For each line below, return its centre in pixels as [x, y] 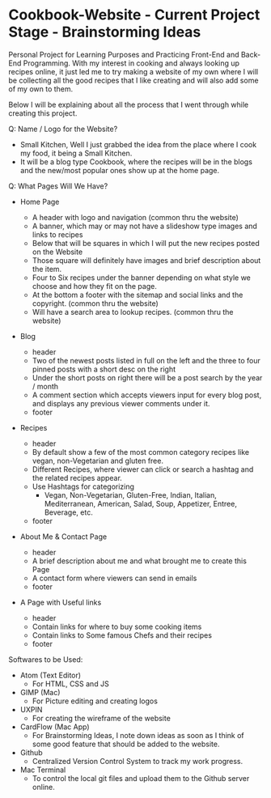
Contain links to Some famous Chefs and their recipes [122, 635]
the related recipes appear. [77, 478]
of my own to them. [41, 89]
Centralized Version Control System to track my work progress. [138, 761]
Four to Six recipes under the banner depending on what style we [141, 278]
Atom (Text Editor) [51, 675]
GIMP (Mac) [40, 692]
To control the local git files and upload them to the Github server [141, 778]
